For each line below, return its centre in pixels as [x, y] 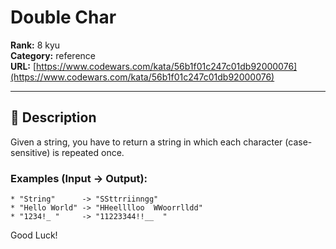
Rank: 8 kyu [35, 45]
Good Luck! [34, 235]
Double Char [63, 17]
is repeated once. [88, 152]
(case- [298, 142]
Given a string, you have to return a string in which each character [146, 142]
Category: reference [53, 55]
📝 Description [53, 117]
